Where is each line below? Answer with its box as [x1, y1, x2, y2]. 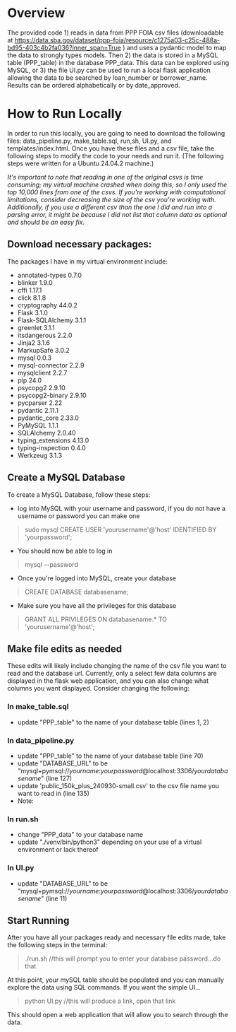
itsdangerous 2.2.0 [17, 331, 73, 339]
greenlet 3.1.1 [17, 323, 55, 332]
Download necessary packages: [7, 238, 152, 250]
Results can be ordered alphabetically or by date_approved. [7, 81, 180, 89]
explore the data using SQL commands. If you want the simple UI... [7, 983, 201, 992]
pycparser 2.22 [17, 398, 62, 407]
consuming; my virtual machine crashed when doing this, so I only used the [7, 180, 228, 189]
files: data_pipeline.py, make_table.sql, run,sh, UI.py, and [7, 136, 172, 145]
